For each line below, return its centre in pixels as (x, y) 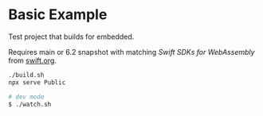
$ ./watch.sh (30, 104)
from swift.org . (33, 60)
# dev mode (26, 97)
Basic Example (58, 15)
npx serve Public (37, 82)
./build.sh (26, 75)
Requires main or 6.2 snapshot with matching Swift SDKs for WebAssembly (131, 52)
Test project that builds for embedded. (71, 37)
